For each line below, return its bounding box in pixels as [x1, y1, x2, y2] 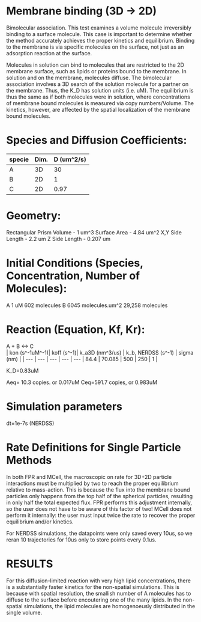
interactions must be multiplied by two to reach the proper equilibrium [6, 480, 179, 487]
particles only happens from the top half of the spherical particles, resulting [6, 492, 193, 499]
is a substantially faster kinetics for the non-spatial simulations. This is [6, 583, 180, 590]
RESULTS [6, 557, 53, 570]
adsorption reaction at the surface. [6, 49, 92, 56]
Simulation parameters [6, 400, 123, 413]
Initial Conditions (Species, [6, 257, 143, 270]
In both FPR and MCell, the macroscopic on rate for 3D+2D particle [6, 473, 172, 480]
